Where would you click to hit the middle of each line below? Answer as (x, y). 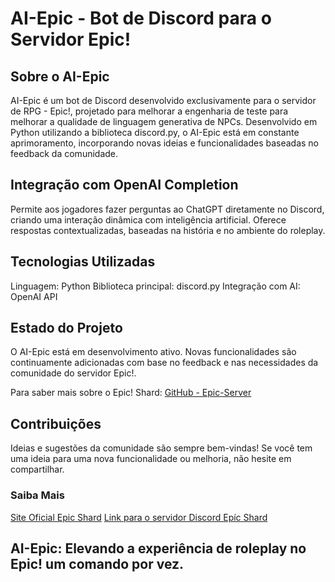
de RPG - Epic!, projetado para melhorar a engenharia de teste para (149, 111)
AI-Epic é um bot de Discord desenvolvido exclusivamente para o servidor (163, 100)
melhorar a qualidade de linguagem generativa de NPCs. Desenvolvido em (164, 121)
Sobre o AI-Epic (60, 76)
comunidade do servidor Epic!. (73, 373)
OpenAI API (34, 296)
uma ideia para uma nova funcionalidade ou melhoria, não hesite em (151, 459)
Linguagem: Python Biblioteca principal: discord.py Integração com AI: (155, 286)
